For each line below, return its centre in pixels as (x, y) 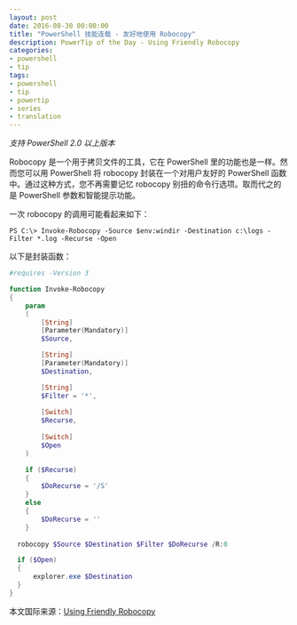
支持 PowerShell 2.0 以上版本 (62, 143)
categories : (31, 51)
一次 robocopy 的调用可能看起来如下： (79, 214)
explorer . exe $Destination (82, 577)
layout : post (33, 17)
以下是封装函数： (40, 256)
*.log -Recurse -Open (77, 239)
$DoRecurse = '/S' (75, 486)
